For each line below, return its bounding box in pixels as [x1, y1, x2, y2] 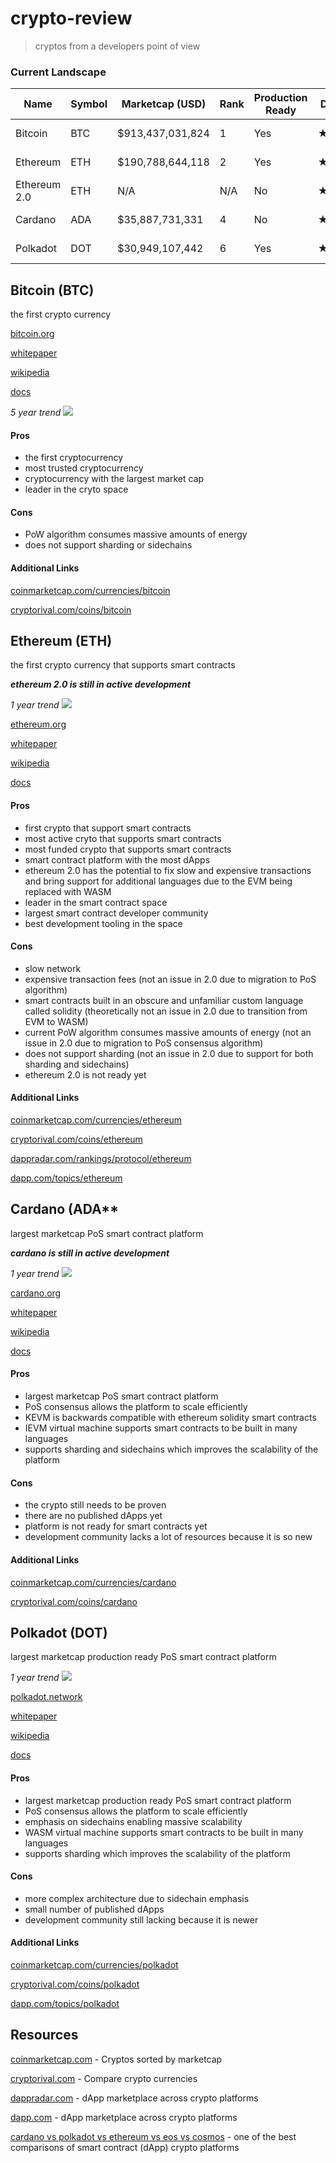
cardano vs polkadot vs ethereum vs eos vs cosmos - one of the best [10, 2130, 297, 2142]
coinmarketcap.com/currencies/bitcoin [10, 584, 171, 596]
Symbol [70, 97, 108, 111]
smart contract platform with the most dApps [24, 853, 211, 866]
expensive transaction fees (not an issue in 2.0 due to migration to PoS [24, 973, 317, 985]
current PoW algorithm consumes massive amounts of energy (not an [24, 1026, 312, 1038]
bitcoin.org [10, 328, 55, 340]
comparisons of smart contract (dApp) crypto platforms [10, 2141, 240, 2153]
